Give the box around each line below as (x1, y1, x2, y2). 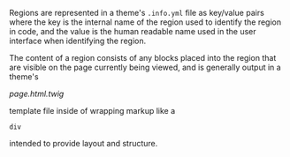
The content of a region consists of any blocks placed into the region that (9, 53, 277, 63)
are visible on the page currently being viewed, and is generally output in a (9, 62, 281, 72)
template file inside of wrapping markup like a (9, 106, 176, 116)
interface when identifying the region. (9, 35, 147, 46)
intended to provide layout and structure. (9, 138, 158, 148)
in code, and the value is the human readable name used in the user (9, 26, 256, 36)
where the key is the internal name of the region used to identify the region (9, 17, 281, 27)
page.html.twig (9, 88, 65, 99)
